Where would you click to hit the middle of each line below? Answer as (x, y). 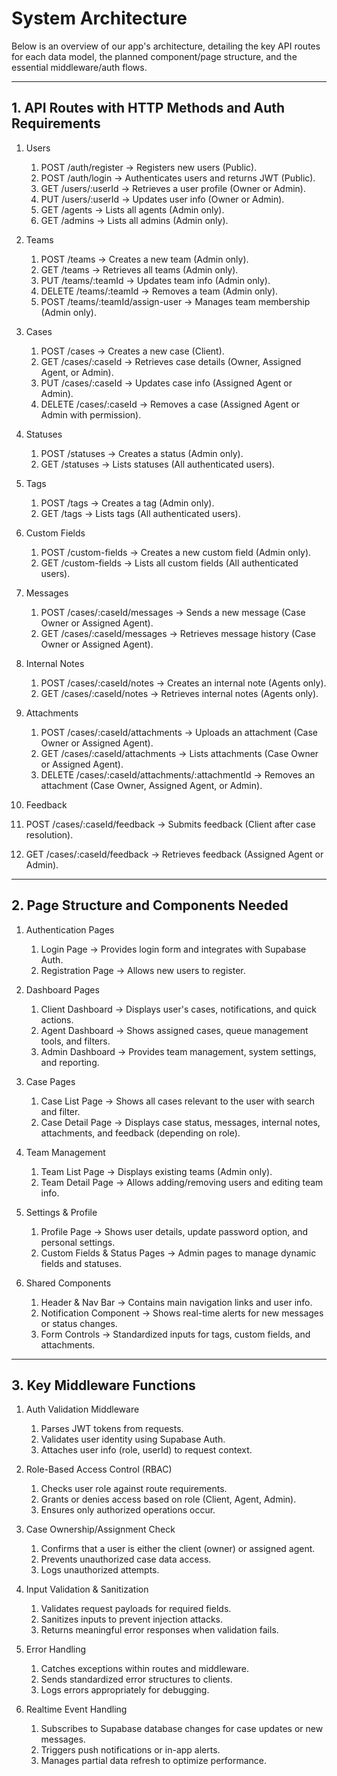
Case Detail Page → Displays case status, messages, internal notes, (180, 1122)
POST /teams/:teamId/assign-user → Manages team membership (175, 301)
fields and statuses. (81, 1263)
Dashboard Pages (62, 989)
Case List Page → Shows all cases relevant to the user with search (178, 1101)
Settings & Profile (61, 1212)
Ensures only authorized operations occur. (128, 1510)
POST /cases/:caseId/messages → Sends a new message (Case (173, 612)
